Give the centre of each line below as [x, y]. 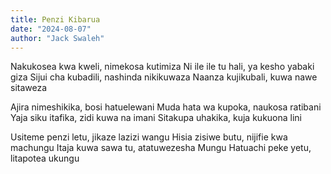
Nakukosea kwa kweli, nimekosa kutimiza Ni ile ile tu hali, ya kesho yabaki [162, 67]
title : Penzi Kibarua [55, 19]
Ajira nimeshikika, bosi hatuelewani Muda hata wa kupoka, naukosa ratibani [166, 107]
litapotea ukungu [45, 158]
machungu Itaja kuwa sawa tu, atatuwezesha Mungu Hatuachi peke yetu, [161, 148]
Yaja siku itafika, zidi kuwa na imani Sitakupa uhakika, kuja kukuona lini [156, 118]
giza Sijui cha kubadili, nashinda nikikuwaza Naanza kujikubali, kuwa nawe [164, 77]
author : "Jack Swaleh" [57, 38]
